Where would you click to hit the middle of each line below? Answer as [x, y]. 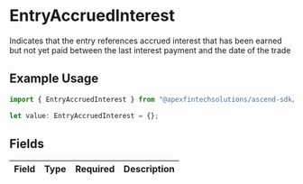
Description [149, 170]
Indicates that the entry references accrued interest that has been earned [146, 41]
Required [95, 170]
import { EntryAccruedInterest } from [82, 99]
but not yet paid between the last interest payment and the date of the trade [150, 50]
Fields [27, 144]
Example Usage [54, 79]
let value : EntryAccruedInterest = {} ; [84, 115]
